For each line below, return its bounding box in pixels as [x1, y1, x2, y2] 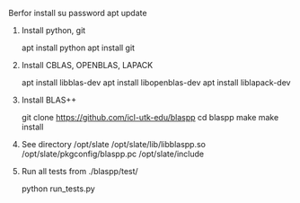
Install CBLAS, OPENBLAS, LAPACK [21, 60, 154, 70]
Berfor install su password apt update [8, 8, 147, 18]
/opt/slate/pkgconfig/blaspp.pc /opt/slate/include [21, 148, 205, 159]
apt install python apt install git [21, 42, 136, 53]
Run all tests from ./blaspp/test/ [21, 166, 138, 176]
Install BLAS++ [21, 94, 77, 105]
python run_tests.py [21, 183, 95, 194]
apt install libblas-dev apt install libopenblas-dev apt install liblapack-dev [21, 77, 291, 88]
